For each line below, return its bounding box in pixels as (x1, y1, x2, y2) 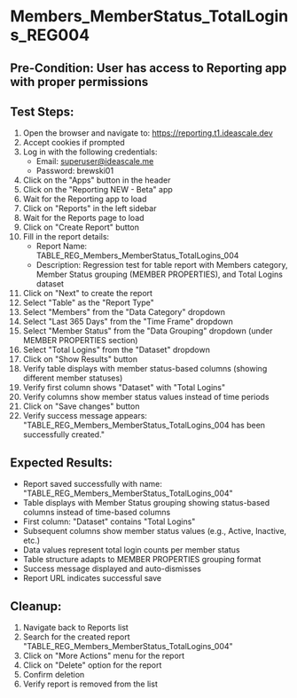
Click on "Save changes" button (22, 401, 140, 412)
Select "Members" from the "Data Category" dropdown (22, 307, 225, 318)
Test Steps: (10, 104, 74, 119)
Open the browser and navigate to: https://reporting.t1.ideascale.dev (22, 128, 273, 138)
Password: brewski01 (35, 166, 114, 176)
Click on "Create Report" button (22, 222, 140, 232)
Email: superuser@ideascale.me (35, 156, 154, 167)
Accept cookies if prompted (22, 137, 125, 148)
